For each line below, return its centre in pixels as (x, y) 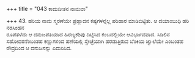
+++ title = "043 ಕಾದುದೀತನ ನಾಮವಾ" (47, 9)
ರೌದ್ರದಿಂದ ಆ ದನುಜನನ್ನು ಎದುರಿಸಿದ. (39, 48)
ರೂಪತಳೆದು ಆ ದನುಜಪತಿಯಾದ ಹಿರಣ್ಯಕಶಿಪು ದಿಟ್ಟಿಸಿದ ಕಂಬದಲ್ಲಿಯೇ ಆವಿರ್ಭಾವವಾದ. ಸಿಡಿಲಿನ (88, 34)
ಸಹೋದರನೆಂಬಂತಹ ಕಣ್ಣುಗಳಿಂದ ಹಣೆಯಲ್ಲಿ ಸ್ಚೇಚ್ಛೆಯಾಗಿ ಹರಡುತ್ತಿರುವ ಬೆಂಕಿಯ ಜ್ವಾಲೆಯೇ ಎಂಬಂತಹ (95, 41)
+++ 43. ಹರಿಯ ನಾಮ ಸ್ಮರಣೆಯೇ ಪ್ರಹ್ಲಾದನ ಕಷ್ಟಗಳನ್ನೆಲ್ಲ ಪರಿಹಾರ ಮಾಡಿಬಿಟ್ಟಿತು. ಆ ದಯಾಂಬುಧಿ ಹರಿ (98, 21)
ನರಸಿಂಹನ (15, 27)
